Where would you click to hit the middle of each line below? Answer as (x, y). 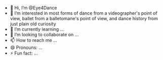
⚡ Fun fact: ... (24, 53)
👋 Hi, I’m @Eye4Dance (33, 8)
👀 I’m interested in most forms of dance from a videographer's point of (84, 13)
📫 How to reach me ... (33, 40)
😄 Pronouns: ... (26, 47)
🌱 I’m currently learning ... (37, 29)
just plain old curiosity (33, 24)
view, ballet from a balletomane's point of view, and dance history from (84, 18)
